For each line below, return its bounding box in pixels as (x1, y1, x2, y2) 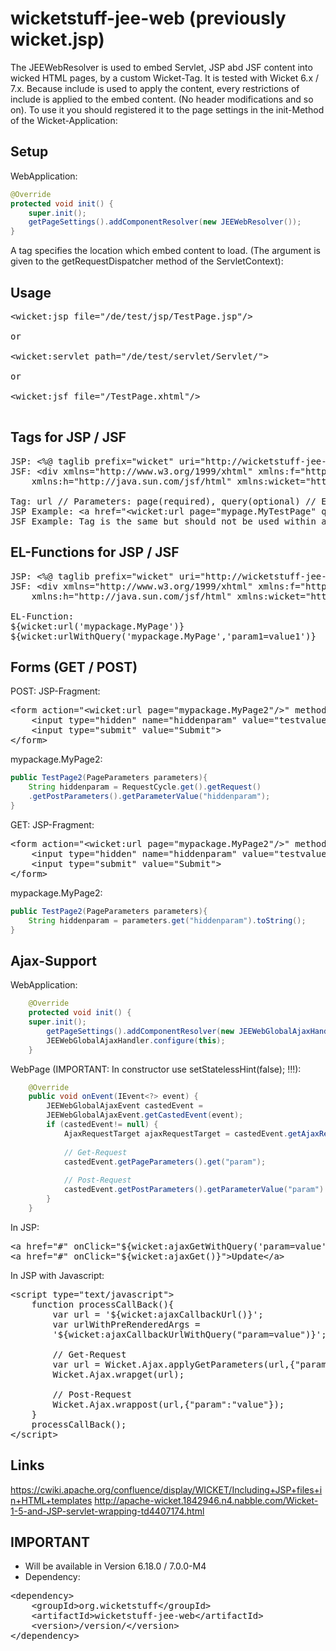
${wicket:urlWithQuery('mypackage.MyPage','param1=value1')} (10, 630, 317, 642)
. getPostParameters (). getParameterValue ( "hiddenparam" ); (28, 792, 271, 802)
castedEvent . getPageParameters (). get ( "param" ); (63, 1157, 267, 1167)
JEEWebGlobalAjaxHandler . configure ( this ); (46, 1035, 226, 1046)
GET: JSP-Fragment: (10, 818, 95, 831)
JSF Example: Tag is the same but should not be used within (10, 515, 317, 527)
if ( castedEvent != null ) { (46, 1120, 159, 1130)
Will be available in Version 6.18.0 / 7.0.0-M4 (24, 1560, 207, 1572)
